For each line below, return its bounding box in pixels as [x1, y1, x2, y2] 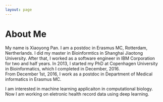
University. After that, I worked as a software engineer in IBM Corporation [5, 55, 155, 61]
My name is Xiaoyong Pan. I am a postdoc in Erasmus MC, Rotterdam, [5, 45, 148, 51]
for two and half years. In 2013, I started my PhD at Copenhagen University [5, 60, 158, 67]
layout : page [5, 7, 32, 12]
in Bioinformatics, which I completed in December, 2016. [5, 66, 120, 71]
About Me [5, 28, 47, 39]
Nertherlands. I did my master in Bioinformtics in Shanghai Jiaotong [5, 50, 143, 56]
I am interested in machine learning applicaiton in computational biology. [5, 86, 153, 92]
